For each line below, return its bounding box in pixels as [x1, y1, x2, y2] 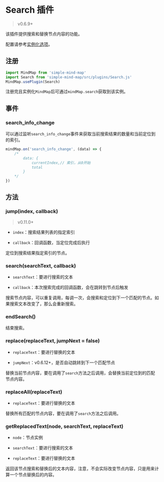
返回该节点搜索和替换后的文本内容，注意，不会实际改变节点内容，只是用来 [5, 466, 155, 472]
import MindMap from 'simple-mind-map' [5, 70, 87, 75]
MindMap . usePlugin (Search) [5, 79, 60, 84]
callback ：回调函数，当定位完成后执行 [12, 239, 91, 245]
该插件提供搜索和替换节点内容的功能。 [5, 31, 82, 37]
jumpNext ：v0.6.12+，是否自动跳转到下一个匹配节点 [12, 359, 115, 366]
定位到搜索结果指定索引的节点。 [5, 250, 70, 256]
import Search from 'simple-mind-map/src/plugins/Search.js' [5, 75, 132, 79]
